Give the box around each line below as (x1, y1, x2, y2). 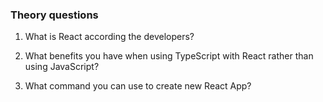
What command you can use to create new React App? (24, 80, 252, 92)
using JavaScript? (24, 61, 100, 73)
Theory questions (10, 8, 99, 22)
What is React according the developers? (24, 31, 195, 43)
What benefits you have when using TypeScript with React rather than (24, 50, 314, 62)
